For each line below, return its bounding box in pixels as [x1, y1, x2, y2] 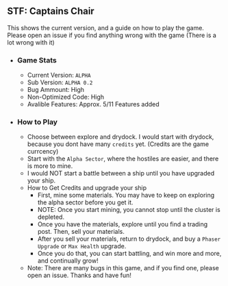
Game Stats [16, 55, 57, 64]
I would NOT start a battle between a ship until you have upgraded [27, 169, 214, 178]
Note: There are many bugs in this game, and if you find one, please [27, 264, 219, 272]
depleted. [37, 213, 65, 222]
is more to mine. [27, 162, 73, 170]
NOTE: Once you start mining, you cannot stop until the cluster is [37, 206, 220, 214]
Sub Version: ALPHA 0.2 [27, 78, 93, 86]
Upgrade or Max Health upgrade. [37, 242, 127, 250]
